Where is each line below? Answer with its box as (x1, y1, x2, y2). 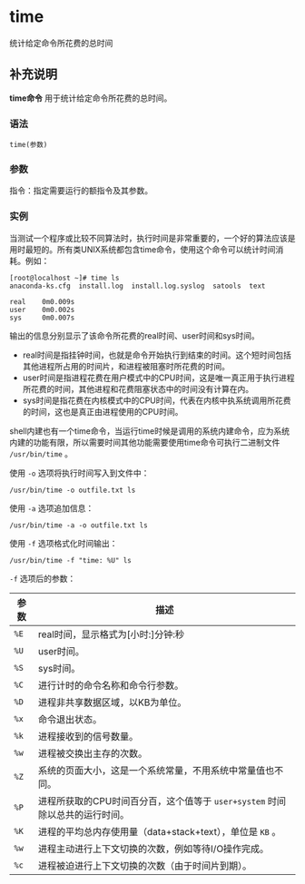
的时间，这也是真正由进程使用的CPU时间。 (22, 406, 183, 417)
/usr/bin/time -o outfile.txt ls (9, 486, 136, 495)
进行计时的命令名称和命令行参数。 (37, 679, 184, 692)
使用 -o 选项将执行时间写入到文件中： (9, 467, 150, 478)
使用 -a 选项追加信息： (9, 502, 94, 514)
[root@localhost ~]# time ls (9, 273, 120, 282)
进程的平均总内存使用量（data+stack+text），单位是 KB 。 (37, 825, 281, 838)
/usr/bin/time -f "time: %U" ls (9, 555, 132, 565)
